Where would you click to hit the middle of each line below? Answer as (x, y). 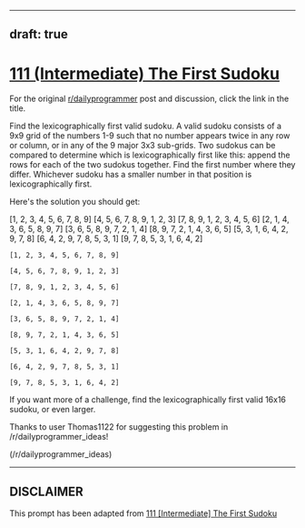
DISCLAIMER (46, 491)
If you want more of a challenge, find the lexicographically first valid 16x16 (148, 400)
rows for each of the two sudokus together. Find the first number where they (152, 165)
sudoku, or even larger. (53, 410)
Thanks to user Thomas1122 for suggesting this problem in (119, 427)
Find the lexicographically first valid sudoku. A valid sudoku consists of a (146, 126)
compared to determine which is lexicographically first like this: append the (150, 155)
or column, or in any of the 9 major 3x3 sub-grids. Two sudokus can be (143, 146)
